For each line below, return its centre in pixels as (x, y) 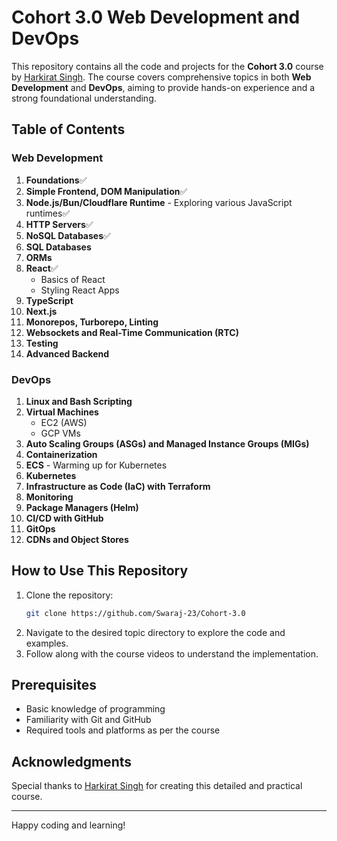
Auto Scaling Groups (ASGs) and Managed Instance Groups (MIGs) (167, 443)
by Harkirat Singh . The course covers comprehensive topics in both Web (161, 77)
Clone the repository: (69, 595)
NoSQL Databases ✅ (68, 235)
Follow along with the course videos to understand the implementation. (172, 653)
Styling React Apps (80, 290)
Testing (42, 343)
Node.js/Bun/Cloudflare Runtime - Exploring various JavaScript (159, 202)
